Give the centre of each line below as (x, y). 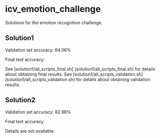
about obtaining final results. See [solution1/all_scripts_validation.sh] (74, 74)
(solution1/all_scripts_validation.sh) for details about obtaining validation (78, 79)
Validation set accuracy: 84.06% (38, 50)
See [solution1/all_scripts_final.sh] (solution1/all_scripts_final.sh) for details (80, 69)
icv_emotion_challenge (53, 9)
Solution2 (20, 100)
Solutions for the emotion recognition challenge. (54, 23)
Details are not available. (30, 131)
